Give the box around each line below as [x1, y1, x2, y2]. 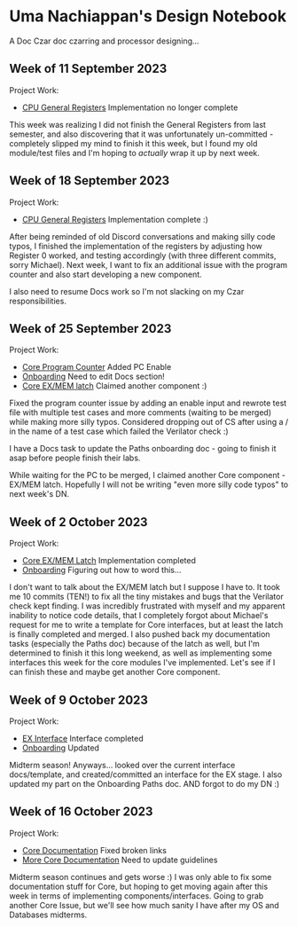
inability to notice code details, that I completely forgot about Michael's [9, 610, 269, 621]
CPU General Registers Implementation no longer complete [21, 102, 238, 113]
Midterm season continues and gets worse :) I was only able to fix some [9, 871, 272, 882]
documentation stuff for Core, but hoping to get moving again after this [9, 881, 269, 892]
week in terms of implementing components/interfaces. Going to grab [9, 890, 264, 901]
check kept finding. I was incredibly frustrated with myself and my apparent [9, 601, 285, 611]
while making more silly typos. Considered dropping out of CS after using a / [9, 417, 289, 428]
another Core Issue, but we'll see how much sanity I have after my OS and [9, 900, 279, 910]
